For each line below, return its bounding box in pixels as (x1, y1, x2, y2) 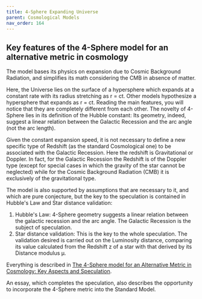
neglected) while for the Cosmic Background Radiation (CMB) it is (6, 169, 169, 176)
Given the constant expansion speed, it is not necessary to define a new (6, 137, 186, 144)
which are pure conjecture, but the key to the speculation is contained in (6, 193, 186, 200)
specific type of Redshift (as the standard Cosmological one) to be (6, 143, 172, 150)
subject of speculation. (14, 224, 72, 231)
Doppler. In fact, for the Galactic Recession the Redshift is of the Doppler (6, 155, 187, 163)
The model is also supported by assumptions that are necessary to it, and (6, 187, 189, 194)
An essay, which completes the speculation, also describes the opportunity (6, 279, 193, 287)
